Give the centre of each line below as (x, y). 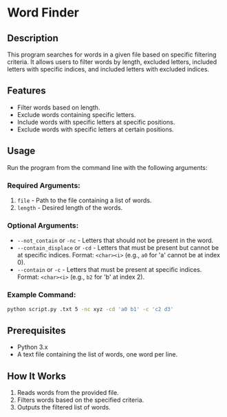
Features (26, 91)
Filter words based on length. (58, 107)
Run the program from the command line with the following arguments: (107, 167)
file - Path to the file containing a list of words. (84, 200)
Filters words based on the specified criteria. (80, 400)
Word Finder (43, 13)
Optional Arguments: (43, 225)
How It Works (37, 376)
